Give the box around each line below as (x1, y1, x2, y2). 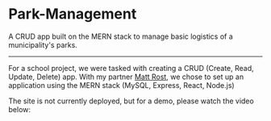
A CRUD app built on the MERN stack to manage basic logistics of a (8, 31, 234, 41)
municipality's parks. (8, 40, 78, 49)
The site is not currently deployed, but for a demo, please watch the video (8, 96, 254, 106)
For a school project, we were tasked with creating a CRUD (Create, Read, (8, 63, 254, 73)
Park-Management (8, 5, 137, 23)
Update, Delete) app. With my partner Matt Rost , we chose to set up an (8, 72, 244, 81)
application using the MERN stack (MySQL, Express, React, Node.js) (8, 80, 236, 90)
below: (8, 104, 31, 114)
